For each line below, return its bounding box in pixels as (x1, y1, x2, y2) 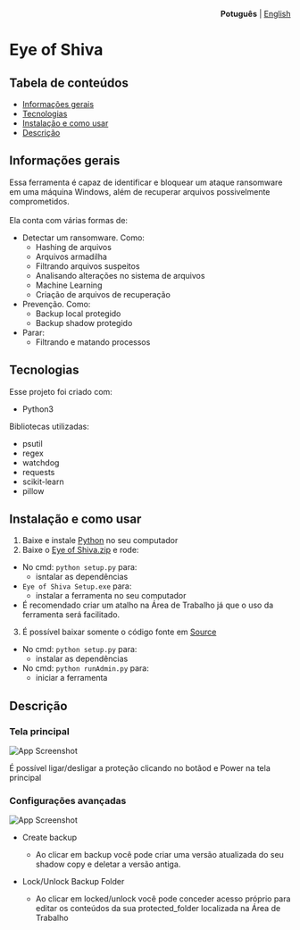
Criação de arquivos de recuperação (35, 289, 171, 299)
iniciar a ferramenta (35, 673, 108, 683)
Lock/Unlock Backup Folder (21, 876, 125, 887)
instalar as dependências (35, 653, 129, 665)
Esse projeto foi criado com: (9, 386, 113, 397)
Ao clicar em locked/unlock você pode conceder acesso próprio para (35, 893, 291, 904)
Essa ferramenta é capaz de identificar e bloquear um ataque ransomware (9, 177, 283, 188)
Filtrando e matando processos (35, 336, 151, 348)
